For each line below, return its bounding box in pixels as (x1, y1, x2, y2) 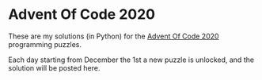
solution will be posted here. (8, 63, 101, 72)
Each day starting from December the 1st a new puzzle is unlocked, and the (8, 55, 255, 64)
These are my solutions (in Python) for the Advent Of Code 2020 (8, 31, 219, 41)
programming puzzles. (8, 39, 82, 49)
